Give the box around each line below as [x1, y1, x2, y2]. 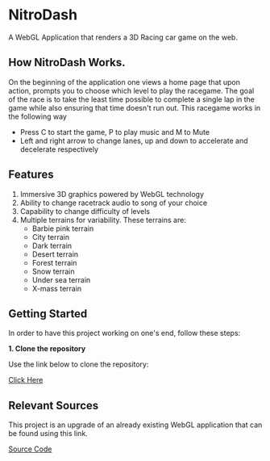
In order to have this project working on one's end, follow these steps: [8, 329, 241, 338]
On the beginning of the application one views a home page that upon [8, 77, 240, 86]
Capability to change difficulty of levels [19, 206, 151, 216]
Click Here [8, 375, 44, 385]
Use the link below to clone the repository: [8, 359, 149, 369]
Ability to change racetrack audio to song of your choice [19, 198, 208, 207]
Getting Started [8, 307, 88, 321]
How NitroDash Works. [8, 56, 127, 69]
